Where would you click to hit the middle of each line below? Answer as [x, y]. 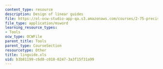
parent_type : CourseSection [33, 46]
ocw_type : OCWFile [24, 37]
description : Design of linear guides [44, 14]
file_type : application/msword [37, 23]
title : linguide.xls [26, 55]
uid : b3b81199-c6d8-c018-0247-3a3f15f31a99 [50, 59]
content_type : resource [29, 9]
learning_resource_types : [31, 28]
